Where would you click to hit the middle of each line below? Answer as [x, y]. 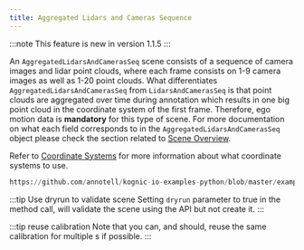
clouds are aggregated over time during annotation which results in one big [149, 100]
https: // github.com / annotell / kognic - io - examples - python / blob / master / [143, 182]
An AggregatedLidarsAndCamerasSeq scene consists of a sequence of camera [152, 61]
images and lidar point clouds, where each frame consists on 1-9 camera [145, 71]
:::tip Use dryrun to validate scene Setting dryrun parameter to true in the [145, 199]
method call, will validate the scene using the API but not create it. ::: [137, 208]
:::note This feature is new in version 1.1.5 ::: [90, 43]
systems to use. [39, 165]
